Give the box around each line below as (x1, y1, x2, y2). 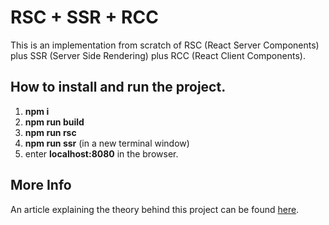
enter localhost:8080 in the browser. (24, 147, 179, 160)
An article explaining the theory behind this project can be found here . (10, 203, 300, 215)
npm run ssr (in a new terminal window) (24, 137, 190, 149)
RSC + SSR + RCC (10, 6, 159, 29)
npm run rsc (24, 126, 77, 138)
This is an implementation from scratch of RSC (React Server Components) (10, 39, 320, 51)
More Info (10, 177, 72, 194)
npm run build (24, 116, 85, 128)
